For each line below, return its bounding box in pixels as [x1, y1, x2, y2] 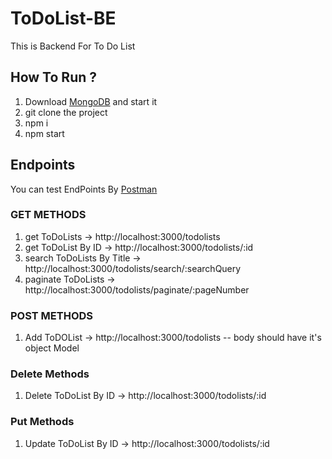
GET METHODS [10, 208, 87, 222]
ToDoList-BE [10, 7, 117, 30]
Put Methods [10, 415, 75, 429]
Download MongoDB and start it [24, 95, 158, 107]
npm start [24, 127, 65, 139]
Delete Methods [10, 367, 90, 381]
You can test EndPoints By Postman [10, 183, 158, 195]
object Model [24, 342, 80, 354]
